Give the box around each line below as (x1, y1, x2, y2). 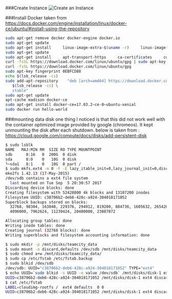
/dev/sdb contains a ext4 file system (5, 176, 88, 181)
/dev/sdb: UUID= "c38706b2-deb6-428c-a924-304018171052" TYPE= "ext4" (5, 266, 155, 271)
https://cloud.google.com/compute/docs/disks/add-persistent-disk (5, 133, 147, 138)
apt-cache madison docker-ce (5, 97, 68, 102)
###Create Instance (5, 5, 48, 11)
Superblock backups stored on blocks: (5, 200, 88, 205)
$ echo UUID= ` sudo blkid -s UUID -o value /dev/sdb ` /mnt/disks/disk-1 (5, 270, 161, 275)
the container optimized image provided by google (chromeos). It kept (5, 122, 154, 127)
